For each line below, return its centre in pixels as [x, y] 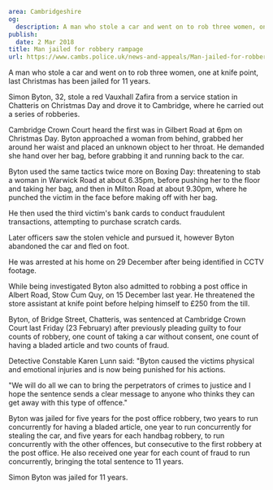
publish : [23, 34]
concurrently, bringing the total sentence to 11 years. [96, 462]
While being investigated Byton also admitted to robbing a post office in [128, 286]
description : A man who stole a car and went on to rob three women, [136, 27]
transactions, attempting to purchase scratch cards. [95, 222]
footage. [22, 271]
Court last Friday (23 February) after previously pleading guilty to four [125, 328]
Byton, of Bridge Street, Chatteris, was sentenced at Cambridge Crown [127, 319]
